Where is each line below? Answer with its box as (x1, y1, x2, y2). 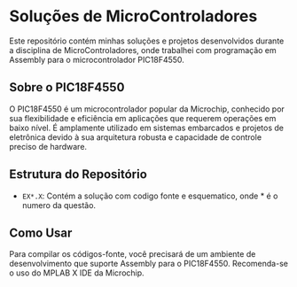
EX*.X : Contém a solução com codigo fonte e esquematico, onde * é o (21, 190, 278, 201)
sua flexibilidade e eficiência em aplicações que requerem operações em (9, 112, 277, 123)
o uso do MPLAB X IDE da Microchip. (9, 268, 145, 278)
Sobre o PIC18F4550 (9, 80, 125, 95)
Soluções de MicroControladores (9, 6, 258, 27)
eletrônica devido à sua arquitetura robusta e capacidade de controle (9, 131, 262, 143)
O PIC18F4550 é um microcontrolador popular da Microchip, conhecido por (9, 104, 285, 114)
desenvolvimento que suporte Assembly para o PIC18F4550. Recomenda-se (9, 259, 288, 269)
